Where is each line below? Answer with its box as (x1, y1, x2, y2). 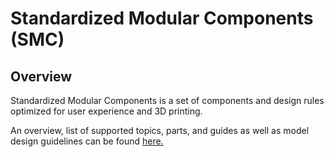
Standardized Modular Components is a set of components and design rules (10, 95, 325, 106)
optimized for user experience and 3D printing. (10, 105, 203, 117)
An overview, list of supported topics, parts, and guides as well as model (10, 125, 310, 136)
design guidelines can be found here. (10, 135, 164, 147)
